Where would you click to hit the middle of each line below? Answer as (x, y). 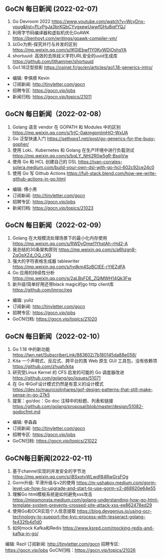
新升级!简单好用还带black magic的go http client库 (63, 284)
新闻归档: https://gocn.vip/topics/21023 (53, 208)
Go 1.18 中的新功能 (31, 349)
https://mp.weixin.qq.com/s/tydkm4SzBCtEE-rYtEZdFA (69, 267)
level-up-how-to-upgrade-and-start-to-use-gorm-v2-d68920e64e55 (84, 488)
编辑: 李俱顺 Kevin (31, 78)
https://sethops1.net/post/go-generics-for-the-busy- (101, 138)
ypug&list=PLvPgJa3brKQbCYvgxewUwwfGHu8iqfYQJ (69, 26)
